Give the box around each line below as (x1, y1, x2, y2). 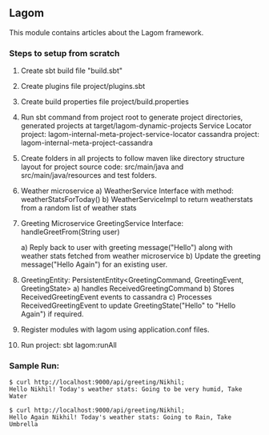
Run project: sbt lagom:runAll (20, 340, 117, 350)
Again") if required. (20, 309, 84, 319)
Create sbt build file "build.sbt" (20, 66, 123, 75)
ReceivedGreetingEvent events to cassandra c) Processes (20, 292, 213, 302)
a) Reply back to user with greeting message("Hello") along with (20, 243, 233, 252)
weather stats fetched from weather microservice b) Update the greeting (20, 252, 261, 261)
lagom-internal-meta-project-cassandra (20, 138, 153, 147)
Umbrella (9, 421, 38, 429)
